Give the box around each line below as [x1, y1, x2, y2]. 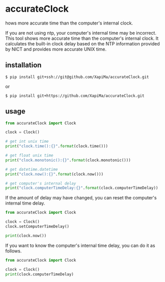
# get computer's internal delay [5, 181, 76, 186]
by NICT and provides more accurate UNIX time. [5, 46, 107, 52]
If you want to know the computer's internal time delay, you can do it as [5, 242, 155, 248]
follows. [5, 248, 22, 254]
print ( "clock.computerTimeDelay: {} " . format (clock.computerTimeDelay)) [5, 186, 158, 191]
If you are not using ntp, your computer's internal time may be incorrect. [5, 30, 157, 36]
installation [5, 61, 42, 69]
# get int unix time [5, 139, 49, 144]
